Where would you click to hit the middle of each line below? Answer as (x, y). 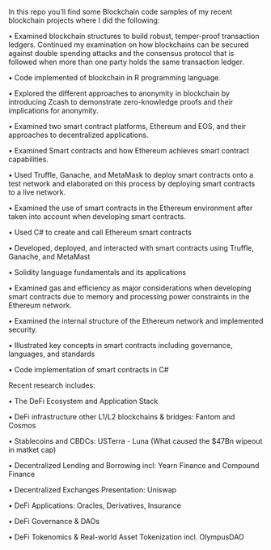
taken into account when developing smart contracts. (97, 217)
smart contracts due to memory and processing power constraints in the (129, 296)
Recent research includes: (52, 385)
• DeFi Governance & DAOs (54, 521)
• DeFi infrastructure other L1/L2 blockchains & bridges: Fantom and (122, 417)
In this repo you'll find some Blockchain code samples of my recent (121, 12)
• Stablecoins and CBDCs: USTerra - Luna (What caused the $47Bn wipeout (135, 441)
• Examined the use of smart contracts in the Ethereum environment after (131, 208)
